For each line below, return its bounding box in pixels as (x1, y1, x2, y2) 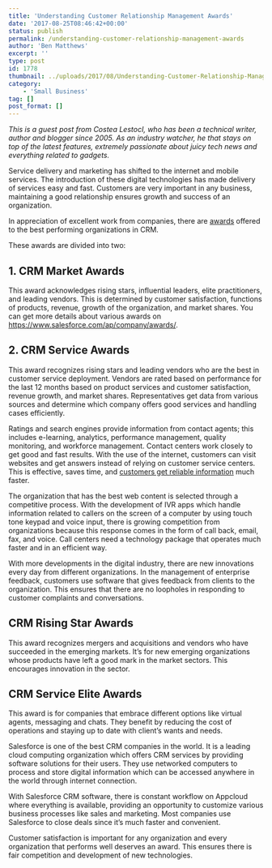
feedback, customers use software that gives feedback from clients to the (8, 575, 255, 585)
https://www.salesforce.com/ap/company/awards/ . (8, 319, 178, 329)
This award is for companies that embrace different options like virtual (8, 708, 243, 718)
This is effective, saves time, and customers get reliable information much (8, 467, 255, 477)
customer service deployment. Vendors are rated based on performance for (8, 374, 261, 383)
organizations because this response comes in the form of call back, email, (8, 525, 259, 535)
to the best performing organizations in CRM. (8, 224, 159, 235)
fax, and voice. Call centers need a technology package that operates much (8, 534, 261, 544)
